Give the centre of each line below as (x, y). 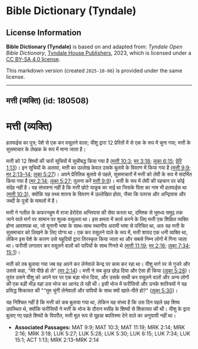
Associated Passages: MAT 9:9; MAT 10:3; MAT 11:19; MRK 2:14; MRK (100, 327)
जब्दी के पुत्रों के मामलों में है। (32, 201)
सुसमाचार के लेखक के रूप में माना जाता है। (46, 149)
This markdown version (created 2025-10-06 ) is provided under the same (94, 71)
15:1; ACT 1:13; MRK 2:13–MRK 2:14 (57, 340)
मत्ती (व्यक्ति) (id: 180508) (47, 101)
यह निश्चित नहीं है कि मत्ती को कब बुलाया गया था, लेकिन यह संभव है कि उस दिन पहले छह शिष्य (93, 303)
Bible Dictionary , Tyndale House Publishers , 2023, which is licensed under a (99, 53)
